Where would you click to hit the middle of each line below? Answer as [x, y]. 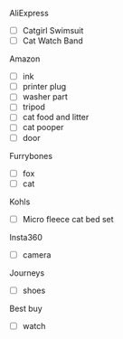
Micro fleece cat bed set [68, 219]
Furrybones [31, 155]
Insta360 [26, 237]
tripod [33, 107]
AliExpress [29, 13]
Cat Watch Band [52, 41]
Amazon [25, 59]
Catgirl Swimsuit [53, 30]
